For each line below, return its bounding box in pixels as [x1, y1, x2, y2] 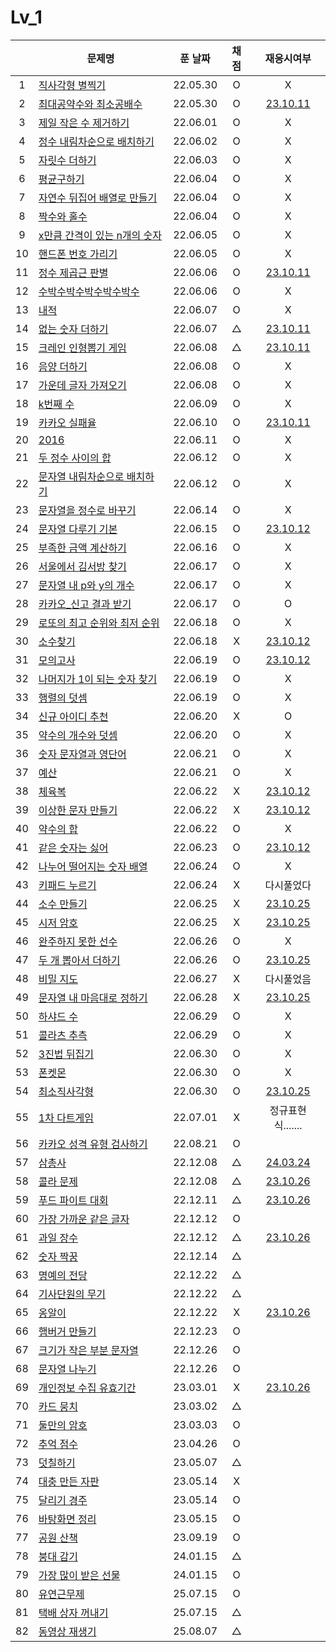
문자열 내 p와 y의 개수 [38, 578, 135, 592]
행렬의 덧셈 [38, 691, 88, 705]
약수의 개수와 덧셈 [38, 728, 118, 742]
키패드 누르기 [38, 878, 97, 892]
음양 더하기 [38, 359, 88, 373]
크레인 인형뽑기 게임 [38, 341, 127, 355]
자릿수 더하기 [38, 153, 97, 167]
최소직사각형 [38, 1084, 95, 1098]
